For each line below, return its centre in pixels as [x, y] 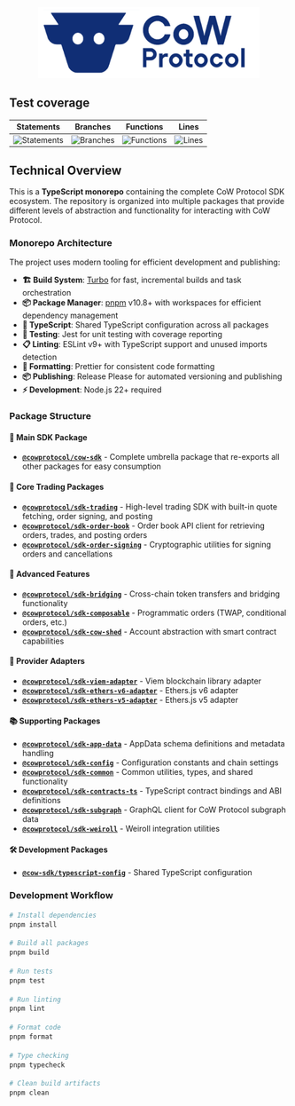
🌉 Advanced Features [50, 574]
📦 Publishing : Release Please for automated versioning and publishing [152, 376]
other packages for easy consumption [92, 466]
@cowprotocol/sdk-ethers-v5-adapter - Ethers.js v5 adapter [130, 699]
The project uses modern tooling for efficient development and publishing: [145, 262]
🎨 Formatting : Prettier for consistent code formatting [118, 367]
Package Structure [50, 416]
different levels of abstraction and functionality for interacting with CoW [140, 210]
